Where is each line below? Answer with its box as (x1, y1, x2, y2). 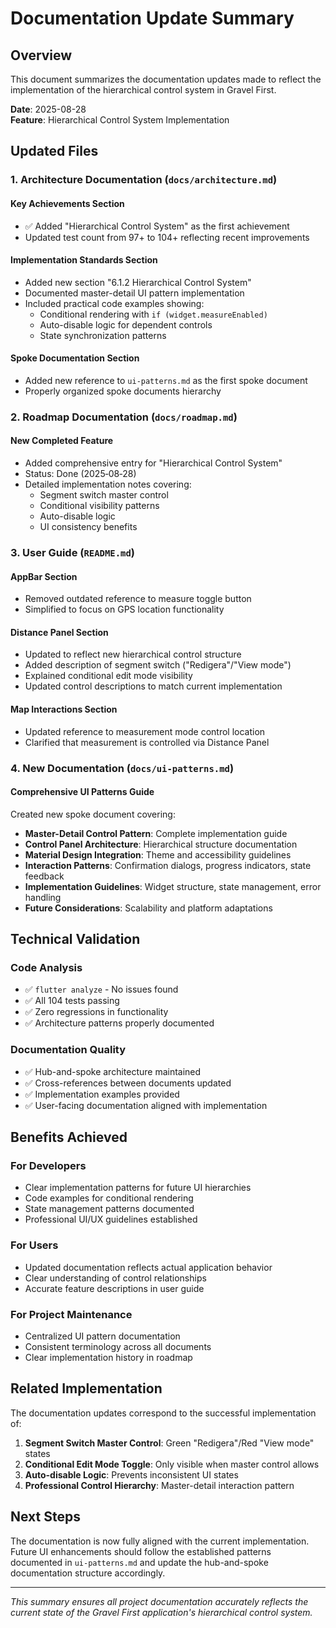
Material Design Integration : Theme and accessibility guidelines (24, 848, 292, 861)
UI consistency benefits (39, 521, 138, 533)
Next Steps (10, 1508, 81, 1526)
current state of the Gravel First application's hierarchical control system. (10, 1606, 313, 1618)
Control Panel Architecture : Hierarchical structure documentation (24, 838, 298, 850)
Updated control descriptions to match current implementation (24, 680, 283, 692)
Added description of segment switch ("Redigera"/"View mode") (24, 659, 292, 671)
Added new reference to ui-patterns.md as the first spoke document (24, 374, 308, 386)
